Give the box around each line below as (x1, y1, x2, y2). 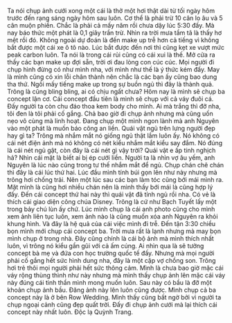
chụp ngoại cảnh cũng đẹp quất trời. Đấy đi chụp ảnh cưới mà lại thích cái (7, 301, 217, 308)
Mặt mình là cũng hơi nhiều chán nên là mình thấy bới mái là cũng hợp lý (7, 183, 213, 191)
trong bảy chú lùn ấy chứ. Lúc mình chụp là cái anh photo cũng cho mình (7, 205, 215, 213)
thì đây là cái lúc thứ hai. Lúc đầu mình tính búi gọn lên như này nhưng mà (7, 168, 217, 176)
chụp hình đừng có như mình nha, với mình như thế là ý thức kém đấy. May (7, 66, 220, 73)
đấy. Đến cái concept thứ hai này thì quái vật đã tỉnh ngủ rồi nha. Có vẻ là (7, 190, 216, 199)
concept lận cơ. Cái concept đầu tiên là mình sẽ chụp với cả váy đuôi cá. (7, 95, 214, 103)
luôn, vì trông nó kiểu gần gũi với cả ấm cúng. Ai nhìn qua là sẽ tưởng (7, 242, 204, 250)
